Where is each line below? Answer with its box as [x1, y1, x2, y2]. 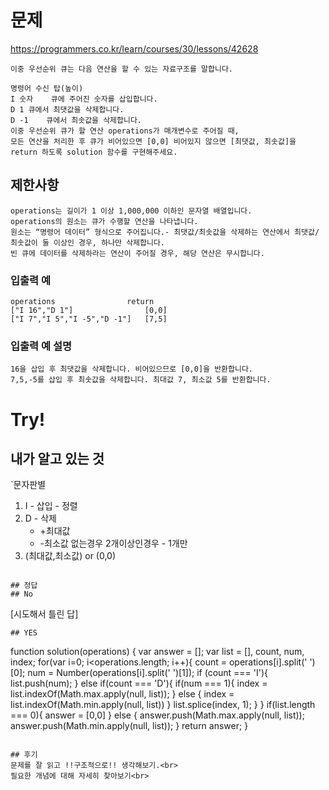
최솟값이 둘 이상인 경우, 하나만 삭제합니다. [10, 237, 166, 248]
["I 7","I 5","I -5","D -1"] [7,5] [10, 314, 168, 325]
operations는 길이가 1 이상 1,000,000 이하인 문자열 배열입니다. [10, 206, 253, 216]
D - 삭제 [24, 512, 57, 525]
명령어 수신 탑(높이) [10, 83, 84, 93]
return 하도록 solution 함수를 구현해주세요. [10, 147, 178, 157]
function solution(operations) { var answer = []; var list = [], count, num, [10, 646, 305, 658]
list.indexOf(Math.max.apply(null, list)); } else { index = [10, 688, 235, 700]
